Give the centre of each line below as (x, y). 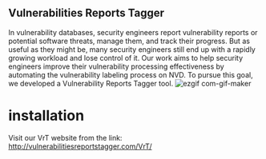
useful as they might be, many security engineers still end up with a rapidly (132, 49)
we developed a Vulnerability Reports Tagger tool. (91, 83)
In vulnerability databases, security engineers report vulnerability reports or (133, 32)
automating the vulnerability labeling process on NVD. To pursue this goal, (131, 74)
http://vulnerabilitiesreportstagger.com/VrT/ (80, 146)
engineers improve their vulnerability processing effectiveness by (116, 66)
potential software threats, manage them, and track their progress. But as (129, 41)
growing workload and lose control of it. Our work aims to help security (126, 58)
